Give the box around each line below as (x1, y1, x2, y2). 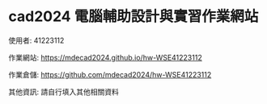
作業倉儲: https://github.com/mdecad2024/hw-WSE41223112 (8, 69, 212, 79)
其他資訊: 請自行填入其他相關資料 (8, 86, 119, 97)
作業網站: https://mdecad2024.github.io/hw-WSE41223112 (8, 52, 202, 62)
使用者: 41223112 (8, 35, 65, 45)
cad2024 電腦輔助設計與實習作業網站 (8, 7, 259, 26)
